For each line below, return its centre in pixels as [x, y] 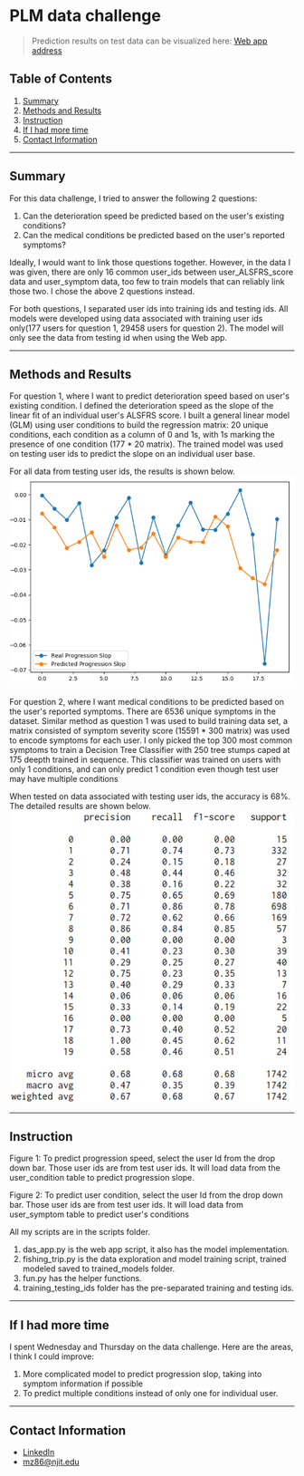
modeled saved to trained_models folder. [99, 1269]
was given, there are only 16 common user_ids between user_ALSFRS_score [152, 272]
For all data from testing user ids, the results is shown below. [122, 471]
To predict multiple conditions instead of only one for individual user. [150, 1394]
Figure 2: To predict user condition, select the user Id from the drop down [146, 1195]
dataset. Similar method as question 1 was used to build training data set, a [148, 720]
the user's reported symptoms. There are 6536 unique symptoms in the [142, 711]
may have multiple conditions [64, 778]
